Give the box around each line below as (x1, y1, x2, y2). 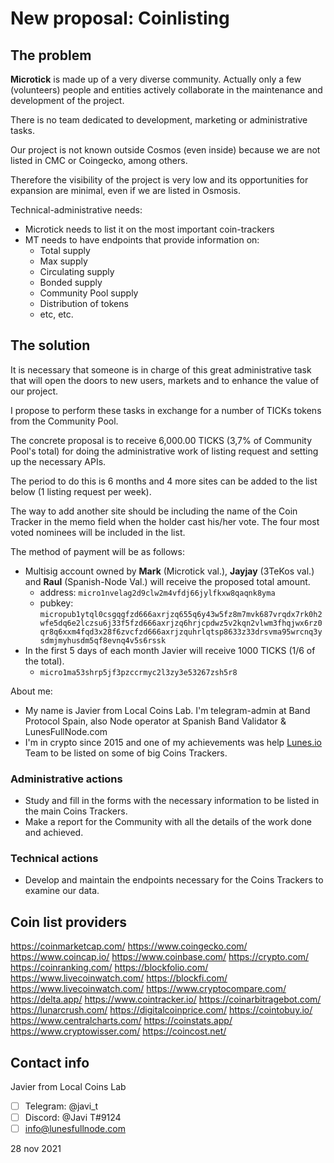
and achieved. (24, 827, 84, 839)
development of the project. (10, 95, 125, 106)
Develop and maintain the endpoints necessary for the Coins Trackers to (24, 874, 324, 886)
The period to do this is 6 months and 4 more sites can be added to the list (10, 475, 318, 487)
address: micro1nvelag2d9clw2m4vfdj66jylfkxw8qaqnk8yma (39, 586, 276, 598)
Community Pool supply (39, 287, 139, 299)
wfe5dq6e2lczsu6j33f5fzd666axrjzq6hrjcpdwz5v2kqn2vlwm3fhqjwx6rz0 (39, 618, 323, 628)
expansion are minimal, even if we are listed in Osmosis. (10, 185, 242, 196)
